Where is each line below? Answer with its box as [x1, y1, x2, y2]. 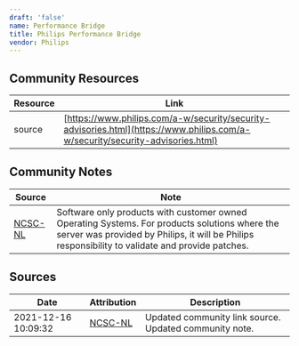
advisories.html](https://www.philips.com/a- [63, 124, 251, 136]
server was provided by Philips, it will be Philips [56, 228, 255, 240]
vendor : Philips [9, 37, 69, 47]
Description [190, 295, 241, 308]
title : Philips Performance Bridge [9, 29, 141, 38]
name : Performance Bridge [9, 21, 105, 30]
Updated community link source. [145, 310, 281, 323]
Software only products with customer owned [56, 205, 247, 218]
